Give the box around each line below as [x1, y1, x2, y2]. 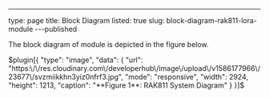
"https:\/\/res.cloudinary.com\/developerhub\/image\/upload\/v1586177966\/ [8, 64, 261, 73]
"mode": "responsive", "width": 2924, [125, 73, 249, 81]
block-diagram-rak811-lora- [166, 16, 258, 25]
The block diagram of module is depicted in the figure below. [8, 40, 210, 49]
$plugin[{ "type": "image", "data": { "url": [8, 55, 143, 65]
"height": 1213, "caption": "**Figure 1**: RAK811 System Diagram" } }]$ [8, 80, 245, 90]
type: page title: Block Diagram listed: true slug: [8, 16, 165, 25]
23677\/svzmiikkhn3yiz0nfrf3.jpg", [8, 73, 124, 81]
